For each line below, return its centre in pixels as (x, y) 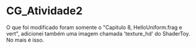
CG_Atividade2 (44, 11)
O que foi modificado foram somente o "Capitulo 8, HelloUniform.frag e (94, 27)
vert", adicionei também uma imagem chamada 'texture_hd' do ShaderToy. (98, 33)
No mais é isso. (25, 40)
